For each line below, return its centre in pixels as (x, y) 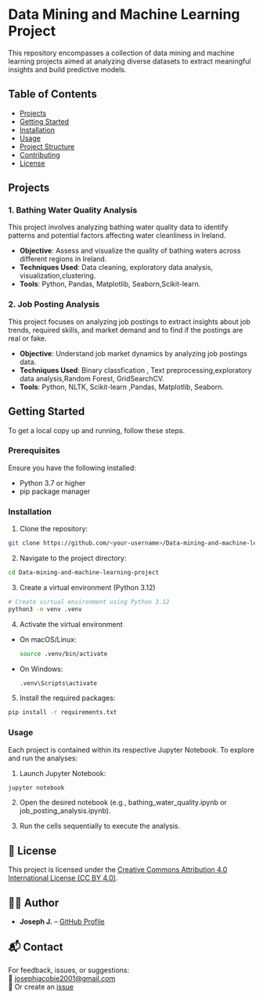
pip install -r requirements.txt (63, 713)
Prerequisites (34, 450)
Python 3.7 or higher (52, 483)
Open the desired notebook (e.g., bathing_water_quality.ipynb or (123, 803)
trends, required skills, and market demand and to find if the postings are (126, 330)
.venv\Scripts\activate (58, 683)
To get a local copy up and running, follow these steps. (97, 430)
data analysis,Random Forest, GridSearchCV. (92, 378)
